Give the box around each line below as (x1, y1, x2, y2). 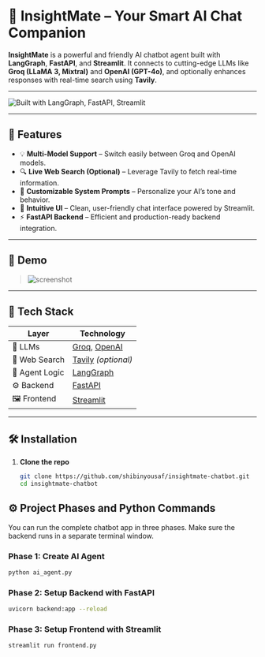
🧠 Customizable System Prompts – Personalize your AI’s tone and (19, 186, 236, 196)
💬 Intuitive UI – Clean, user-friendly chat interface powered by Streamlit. (19, 203, 255, 212)
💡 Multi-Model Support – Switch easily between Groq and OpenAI (19, 149, 236, 159)
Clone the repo (19, 457, 69, 467)
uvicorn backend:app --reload (8, 605, 108, 614)
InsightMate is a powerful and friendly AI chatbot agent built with (8, 50, 221, 59)
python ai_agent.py (8, 569, 73, 577)
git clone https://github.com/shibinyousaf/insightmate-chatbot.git (19, 472, 250, 480)
